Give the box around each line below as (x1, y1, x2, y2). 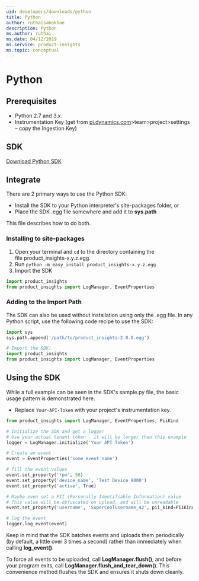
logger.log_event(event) (6, 521, 68, 527)
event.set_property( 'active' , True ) (6, 483, 97, 489)
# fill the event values (6, 467, 68, 473)
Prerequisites (6, 96, 57, 107)
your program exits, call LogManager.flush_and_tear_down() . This (6, 562, 170, 569)
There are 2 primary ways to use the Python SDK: (6, 190, 127, 197)
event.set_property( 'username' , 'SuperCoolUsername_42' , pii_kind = (6, 505, 176, 510)
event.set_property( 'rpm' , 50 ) (6, 472, 84, 478)
